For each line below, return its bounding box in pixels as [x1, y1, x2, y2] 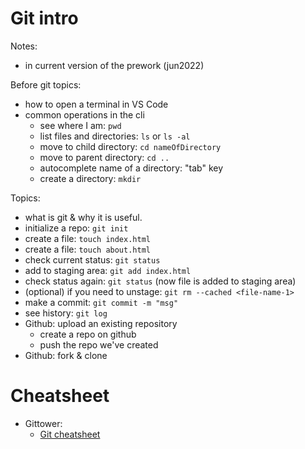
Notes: [10, 40, 38, 52]
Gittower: [24, 417, 63, 429]
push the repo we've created [39, 338, 159, 351]
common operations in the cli [24, 108, 145, 121]
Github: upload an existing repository [24, 317, 178, 329]
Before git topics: [10, 78, 82, 91]
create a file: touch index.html [24, 232, 151, 244]
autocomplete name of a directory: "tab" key [39, 162, 224, 174]
